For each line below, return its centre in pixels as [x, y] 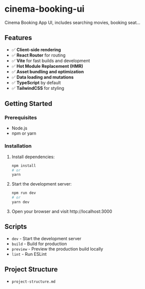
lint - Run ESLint [29, 254]
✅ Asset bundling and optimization [48, 71]
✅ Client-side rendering [36, 49]
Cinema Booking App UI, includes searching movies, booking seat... [72, 22]
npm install [24, 165]
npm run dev [24, 193]
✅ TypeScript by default [36, 83]
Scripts [16, 227]
